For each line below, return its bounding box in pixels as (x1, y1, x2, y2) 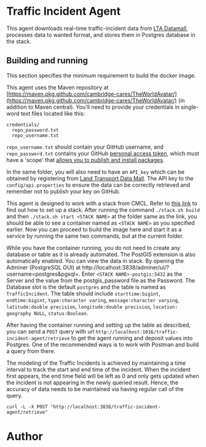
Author (6, 429, 43, 443)
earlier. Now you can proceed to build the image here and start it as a (6, 225, 182, 233)
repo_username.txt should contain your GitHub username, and (6, 143, 164, 150)
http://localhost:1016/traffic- (95, 328, 178, 335)
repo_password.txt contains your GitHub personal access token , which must (6, 149, 200, 157)
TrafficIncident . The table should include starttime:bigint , (6, 290, 161, 297)
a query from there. (6, 347, 56, 354)
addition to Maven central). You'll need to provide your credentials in (6, 103, 180, 111)
